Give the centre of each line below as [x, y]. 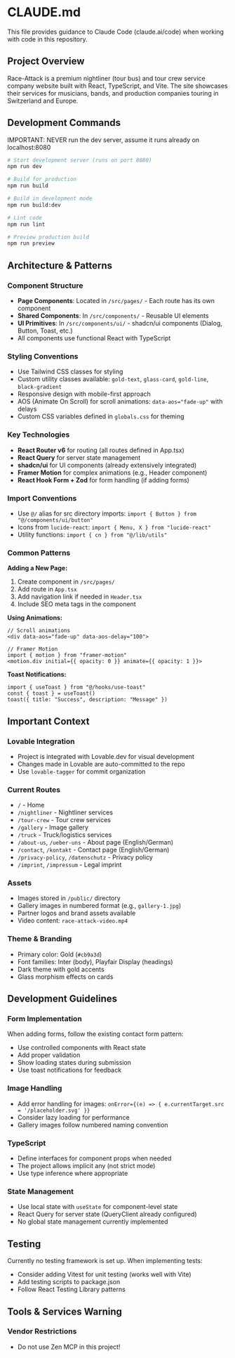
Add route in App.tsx [47, 589]
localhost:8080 [29, 147]
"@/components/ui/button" [55, 520]
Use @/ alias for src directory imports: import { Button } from [107, 513]
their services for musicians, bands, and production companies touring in [113, 93]
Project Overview [46, 62]
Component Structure [45, 286]
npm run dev [25, 167]
